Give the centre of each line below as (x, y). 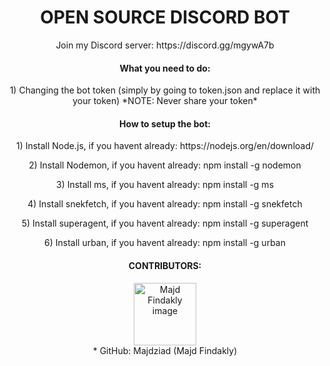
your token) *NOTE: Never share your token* (165, 101)
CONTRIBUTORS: (165, 265)
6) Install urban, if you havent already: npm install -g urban (165, 243)
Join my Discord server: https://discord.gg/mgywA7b (165, 45)
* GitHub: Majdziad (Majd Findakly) (165, 350)
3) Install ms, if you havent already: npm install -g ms (165, 185)
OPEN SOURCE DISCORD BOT (165, 17)
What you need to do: (165, 68)
